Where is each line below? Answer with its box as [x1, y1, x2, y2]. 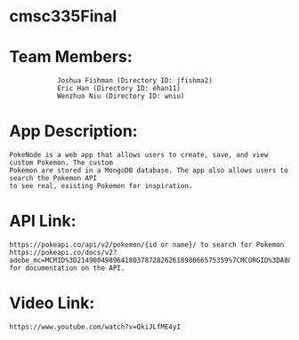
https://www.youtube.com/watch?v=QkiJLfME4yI [9, 322, 181, 331]
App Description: [9, 122, 138, 141]
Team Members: [9, 47, 133, 67]
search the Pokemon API [9, 174, 98, 183]
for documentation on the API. [9, 264, 125, 273]
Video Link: [9, 293, 95, 313]
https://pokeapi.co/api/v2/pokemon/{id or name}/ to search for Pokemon [9, 241, 285, 249]
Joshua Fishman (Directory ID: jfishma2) [56, 76, 214, 85]
